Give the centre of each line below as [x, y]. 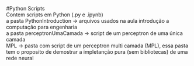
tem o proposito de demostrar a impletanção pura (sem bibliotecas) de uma [97, 52]
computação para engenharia [42, 27]
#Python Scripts [25, 8]
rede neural [20, 58]
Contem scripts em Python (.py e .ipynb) [55, 15]
